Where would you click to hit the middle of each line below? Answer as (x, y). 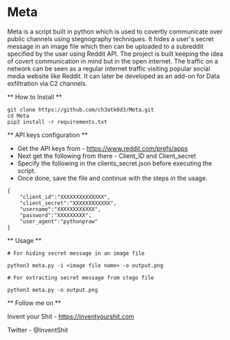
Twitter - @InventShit (38, 330)
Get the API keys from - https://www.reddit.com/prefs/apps (102, 148)
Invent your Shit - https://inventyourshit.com (71, 316)
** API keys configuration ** (48, 135)
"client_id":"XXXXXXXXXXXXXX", (65, 197)
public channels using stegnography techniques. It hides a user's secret (110, 38)
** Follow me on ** (34, 303)
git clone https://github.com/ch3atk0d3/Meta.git (81, 110)
